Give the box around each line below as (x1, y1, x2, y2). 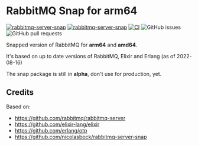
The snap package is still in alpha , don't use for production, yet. (6, 70, 162, 77)
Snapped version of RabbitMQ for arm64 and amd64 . (6, 41, 138, 48)
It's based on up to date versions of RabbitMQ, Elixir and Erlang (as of (6, 52, 176, 59)
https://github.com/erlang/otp (14, 127, 87, 134)
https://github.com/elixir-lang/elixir (14, 121, 100, 128)
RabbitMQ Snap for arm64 (6, 4, 138, 18)
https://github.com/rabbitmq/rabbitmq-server (14, 114, 126, 121)
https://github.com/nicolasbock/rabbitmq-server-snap (14, 133, 147, 140)
